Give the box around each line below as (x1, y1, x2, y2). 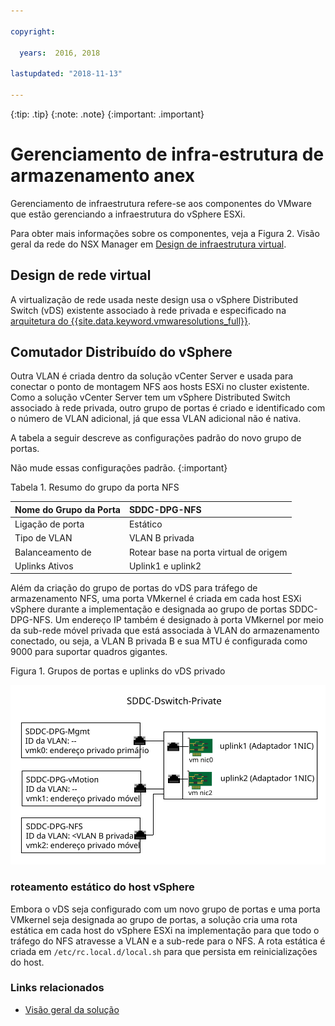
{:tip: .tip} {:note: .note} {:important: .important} (10, 108, 205, 120)
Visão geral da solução (24, 1003, 120, 1015)
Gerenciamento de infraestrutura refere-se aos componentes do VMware (10, 197, 312, 209)
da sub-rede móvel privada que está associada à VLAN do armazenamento (10, 625, 320, 637)
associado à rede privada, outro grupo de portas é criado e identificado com (10, 402, 326, 414)
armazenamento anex (10, 165, 196, 187)
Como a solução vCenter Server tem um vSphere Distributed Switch (10, 391, 291, 404)
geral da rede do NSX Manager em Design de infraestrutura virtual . (10, 238, 287, 250)
